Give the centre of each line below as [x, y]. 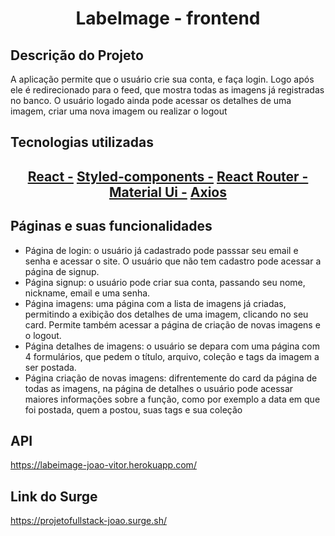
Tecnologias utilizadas [82, 142]
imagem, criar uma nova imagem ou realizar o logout [119, 111]
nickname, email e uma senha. [87, 293]
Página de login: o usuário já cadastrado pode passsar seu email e [161, 250]
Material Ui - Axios [168, 192]
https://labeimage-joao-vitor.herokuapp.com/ [103, 465]
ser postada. [50, 367]
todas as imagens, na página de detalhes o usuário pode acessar [159, 388]
